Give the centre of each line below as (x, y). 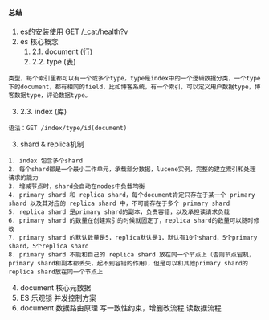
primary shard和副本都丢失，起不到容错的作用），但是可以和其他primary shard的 (128, 264)
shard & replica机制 (52, 144)
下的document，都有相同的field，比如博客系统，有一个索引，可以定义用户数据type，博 (134, 87)
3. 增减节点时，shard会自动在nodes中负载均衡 (77, 187)
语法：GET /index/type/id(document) (68, 129)
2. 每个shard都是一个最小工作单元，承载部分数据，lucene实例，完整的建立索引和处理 (132, 170)
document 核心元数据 (55, 288)
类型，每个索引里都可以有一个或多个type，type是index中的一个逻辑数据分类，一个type (134, 79)
